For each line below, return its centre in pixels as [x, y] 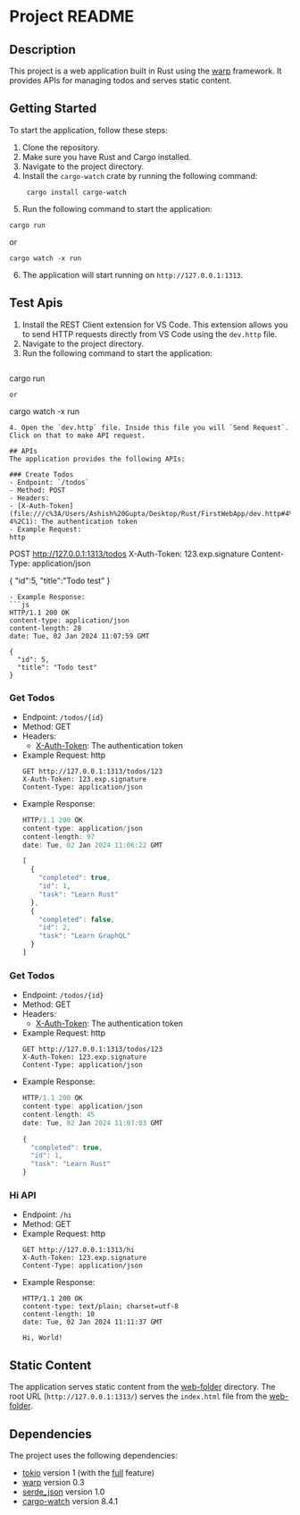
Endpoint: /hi [47, 1215]
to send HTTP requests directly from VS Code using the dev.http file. [150, 334]
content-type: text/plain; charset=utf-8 [100, 1307]
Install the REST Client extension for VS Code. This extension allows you [155, 325]
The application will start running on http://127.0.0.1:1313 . [133, 275]
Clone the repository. [61, 147]
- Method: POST [37, 490]
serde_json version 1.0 [63, 1492]
